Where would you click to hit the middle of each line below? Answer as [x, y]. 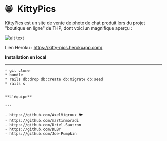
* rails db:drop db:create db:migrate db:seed [54, 79]
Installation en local [26, 57]
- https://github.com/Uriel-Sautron [43, 125]
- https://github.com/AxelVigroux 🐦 [44, 115]
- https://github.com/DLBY [33, 129]
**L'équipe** [19, 97]
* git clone [17, 70]
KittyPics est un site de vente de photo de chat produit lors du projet [75, 23]
